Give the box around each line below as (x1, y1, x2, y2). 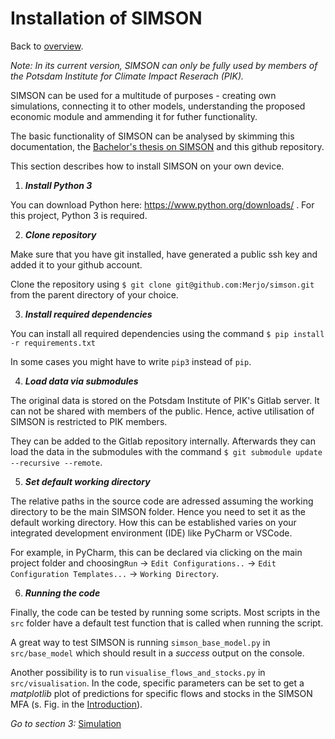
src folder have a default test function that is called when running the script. (10, 617, 324, 629)
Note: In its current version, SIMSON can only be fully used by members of (10, 59, 318, 71)
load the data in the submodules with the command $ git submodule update (10, 445, 323, 457)
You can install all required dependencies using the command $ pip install (10, 327, 325, 339)
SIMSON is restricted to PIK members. (10, 415, 168, 427)
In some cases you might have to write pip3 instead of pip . (10, 355, 252, 367)
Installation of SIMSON (10, 7, 203, 30)
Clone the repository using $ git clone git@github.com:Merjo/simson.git (10, 278, 315, 290)
